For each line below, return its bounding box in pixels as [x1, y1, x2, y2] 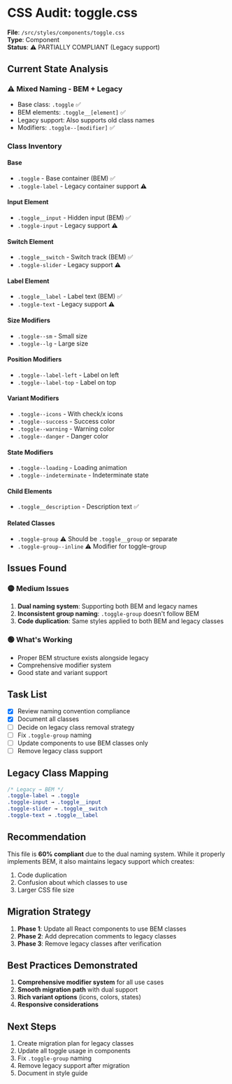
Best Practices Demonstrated [7, 960, 138, 971]
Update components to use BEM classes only [17, 739, 149, 747]
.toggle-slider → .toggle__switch [7, 806, 108, 813]
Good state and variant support [17, 668, 108, 676]
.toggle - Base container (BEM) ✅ [17, 173, 116, 183]
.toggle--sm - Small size [17, 331, 88, 340]
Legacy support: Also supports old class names [17, 115, 155, 124]
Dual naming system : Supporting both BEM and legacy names [17, 602, 198, 611]
